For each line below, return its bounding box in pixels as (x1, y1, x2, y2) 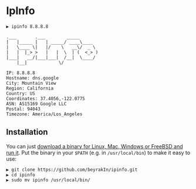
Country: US (6, 90, 35, 97)
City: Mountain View (6, 80, 57, 86)
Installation (6, 127, 48, 137)
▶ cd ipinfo (6, 172, 35, 178)
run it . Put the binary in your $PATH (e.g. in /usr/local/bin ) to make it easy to (6, 149, 191, 156)
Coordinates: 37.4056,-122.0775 (6, 95, 85, 101)
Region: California (6, 85, 54, 91)
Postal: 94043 (6, 106, 41, 112)
